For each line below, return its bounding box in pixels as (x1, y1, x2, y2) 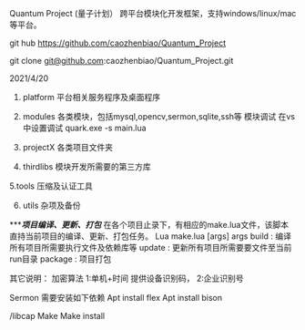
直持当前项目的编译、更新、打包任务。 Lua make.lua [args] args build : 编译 (9, 231, 292, 242)
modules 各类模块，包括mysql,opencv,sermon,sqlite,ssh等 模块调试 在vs (22, 111, 296, 121)
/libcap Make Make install (9, 311, 106, 321)
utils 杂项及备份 (22, 200, 81, 211)
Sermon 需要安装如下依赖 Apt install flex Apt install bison (9, 293, 223, 303)
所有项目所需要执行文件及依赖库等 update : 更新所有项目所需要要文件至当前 (9, 242, 292, 253)
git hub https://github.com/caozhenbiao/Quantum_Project (9, 37, 226, 48)
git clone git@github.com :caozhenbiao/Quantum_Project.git (9, 56, 234, 66)
